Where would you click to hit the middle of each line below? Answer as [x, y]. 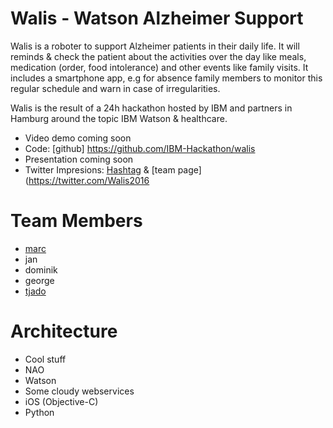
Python [39, 412]
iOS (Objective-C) [61, 401]
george [39, 280]
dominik [41, 269]
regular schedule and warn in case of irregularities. [115, 88]
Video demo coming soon [78, 138]
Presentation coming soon [79, 159]
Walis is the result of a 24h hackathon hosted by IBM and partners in [151, 108]
